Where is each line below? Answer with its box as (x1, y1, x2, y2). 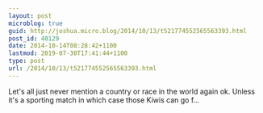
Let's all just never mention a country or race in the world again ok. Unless (8, 86, 256, 96)
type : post (8, 57, 45, 65)
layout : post (8, 11, 52, 20)
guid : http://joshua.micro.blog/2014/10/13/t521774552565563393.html (8, 27, 248, 35)
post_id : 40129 (8, 34, 60, 43)
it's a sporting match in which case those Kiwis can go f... (8, 94, 200, 105)
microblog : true (8, 19, 63, 27)
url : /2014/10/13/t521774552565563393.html (8, 65, 157, 73)
